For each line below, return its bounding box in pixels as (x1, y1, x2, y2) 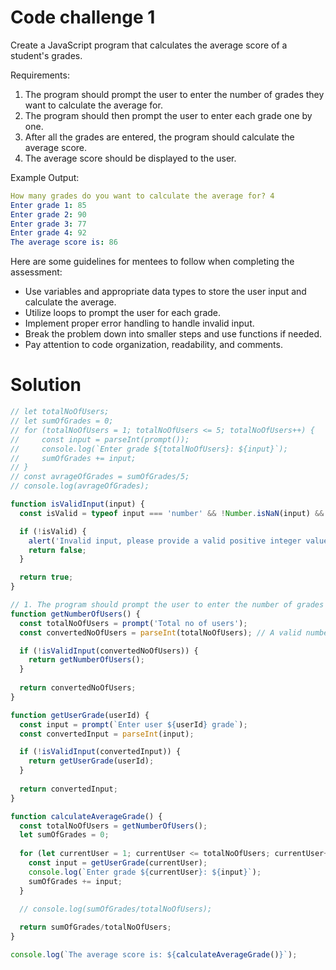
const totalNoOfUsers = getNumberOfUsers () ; (19, 821, 208, 831)
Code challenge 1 (10, 6, 156, 29)
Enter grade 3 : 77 (10, 219, 87, 229)
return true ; (19, 572, 74, 583)
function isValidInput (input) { (10, 499, 145, 509)
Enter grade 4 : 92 (10, 228, 87, 238)
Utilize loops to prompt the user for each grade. (24, 307, 222, 319)
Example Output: (10, 171, 80, 183)
